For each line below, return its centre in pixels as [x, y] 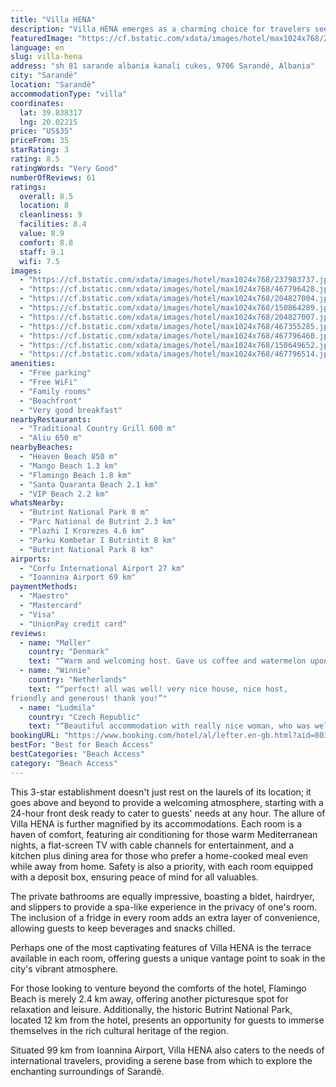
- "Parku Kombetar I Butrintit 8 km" [98, 540]
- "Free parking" [55, 373]
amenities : [33, 364]
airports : [31, 559]
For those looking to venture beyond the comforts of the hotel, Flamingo [158, 988]
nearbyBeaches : [42, 447]
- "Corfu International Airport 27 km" [102, 568]
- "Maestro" [44, 596]
